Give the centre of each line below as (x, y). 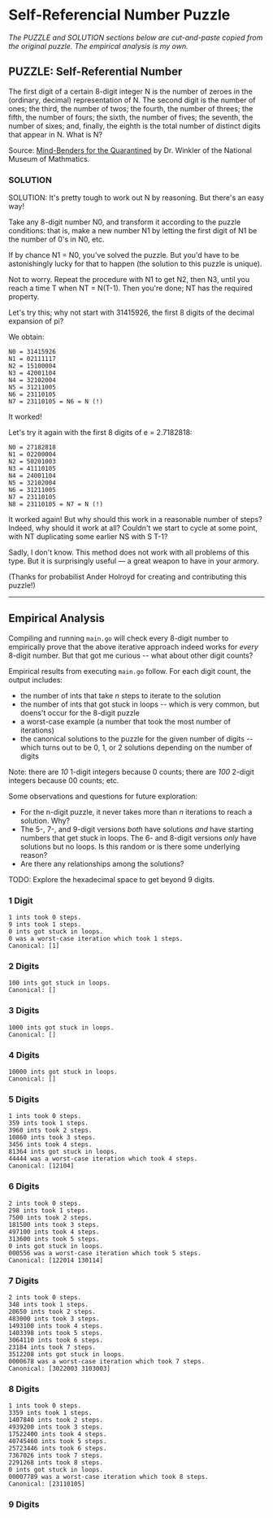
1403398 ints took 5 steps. (56, 1333)
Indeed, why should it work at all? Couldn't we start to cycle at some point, (133, 528)
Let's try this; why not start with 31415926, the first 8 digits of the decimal (131, 313)
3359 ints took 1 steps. (50, 1413)
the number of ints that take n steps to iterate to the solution (121, 695)
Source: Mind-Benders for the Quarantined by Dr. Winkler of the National (130, 150)
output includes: (36, 680)
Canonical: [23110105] (47, 1484)
